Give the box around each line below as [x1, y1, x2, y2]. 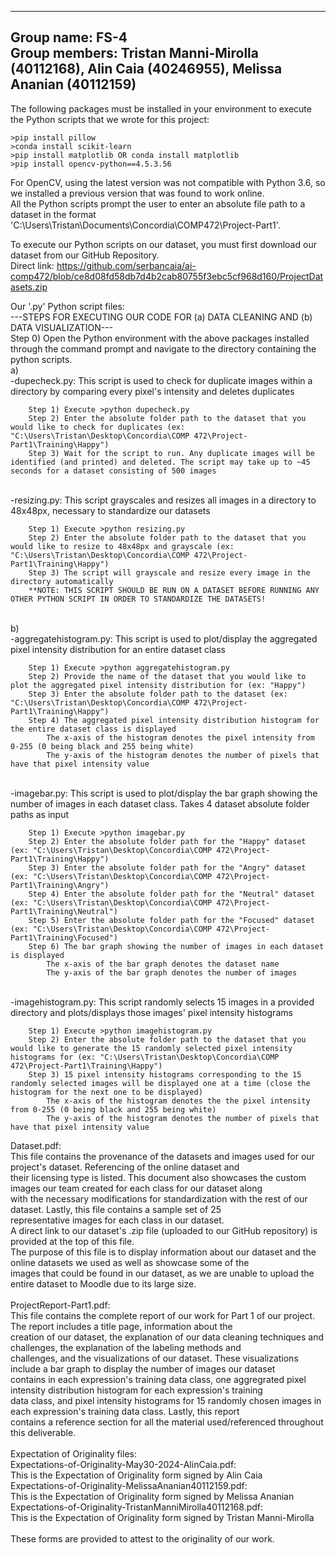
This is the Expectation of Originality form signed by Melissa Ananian [10, 1490, 295, 1502]
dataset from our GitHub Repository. [10, 249, 160, 261]
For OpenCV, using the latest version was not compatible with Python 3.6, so [10, 176, 326, 188]
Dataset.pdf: [10, 1139, 62, 1151]
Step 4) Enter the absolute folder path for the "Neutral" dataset [28, 889, 315, 899]
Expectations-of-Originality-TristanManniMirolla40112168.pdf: [10, 1501, 264, 1513]
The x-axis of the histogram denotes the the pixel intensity [46, 1096, 311, 1106]
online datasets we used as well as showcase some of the [10, 1256, 250, 1268]
